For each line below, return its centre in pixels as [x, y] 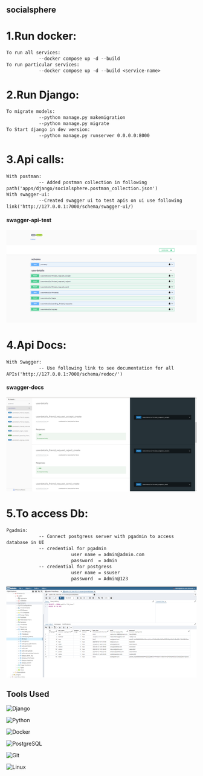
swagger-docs [25, 387]
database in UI [25, 542]
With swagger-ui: [28, 195]
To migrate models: [31, 112]
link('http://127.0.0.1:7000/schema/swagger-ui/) [70, 207]
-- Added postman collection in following [93, 183]
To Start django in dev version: [48, 130]
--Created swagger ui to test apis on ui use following [110, 201]
